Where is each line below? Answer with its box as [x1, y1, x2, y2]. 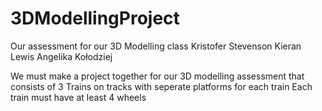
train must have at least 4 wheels [10, 91, 147, 103]
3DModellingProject [10, 7, 180, 30]
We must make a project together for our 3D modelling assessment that [10, 70, 305, 82]
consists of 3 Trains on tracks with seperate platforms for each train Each [10, 80, 313, 92]
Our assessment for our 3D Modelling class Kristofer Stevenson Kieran [10, 40, 302, 52]
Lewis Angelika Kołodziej [10, 50, 113, 62]
